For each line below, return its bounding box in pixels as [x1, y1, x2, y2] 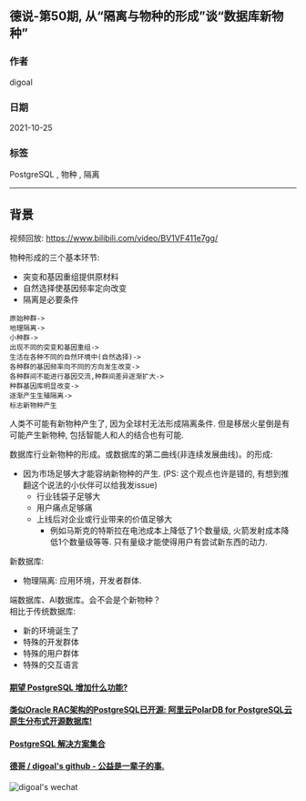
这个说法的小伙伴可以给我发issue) [30, 480, 158, 491]
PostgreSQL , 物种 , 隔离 [9, 169, 100, 180]
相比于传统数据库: [9, 606, 76, 617]
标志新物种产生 [9, 401, 57, 411]
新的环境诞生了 [22, 625, 79, 636]
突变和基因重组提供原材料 [22, 271, 119, 282]
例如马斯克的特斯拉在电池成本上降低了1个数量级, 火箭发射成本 [49, 525, 282, 536]
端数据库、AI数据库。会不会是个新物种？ [9, 594, 161, 605]
